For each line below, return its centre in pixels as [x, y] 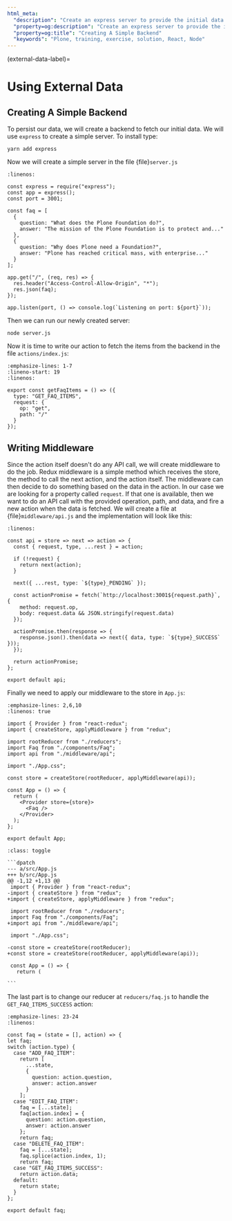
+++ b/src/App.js [32, 875]
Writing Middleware [51, 448]
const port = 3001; [35, 199]
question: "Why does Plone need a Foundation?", [91, 247]
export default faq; [37, 1210]
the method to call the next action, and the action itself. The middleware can [115, 479]
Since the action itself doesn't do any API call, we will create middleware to [114, 464]
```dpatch [21, 863]
